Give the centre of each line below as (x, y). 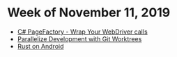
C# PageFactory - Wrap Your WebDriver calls (82, 32)
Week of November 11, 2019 (89, 13)
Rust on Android (40, 46)
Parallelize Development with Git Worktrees (79, 38)
